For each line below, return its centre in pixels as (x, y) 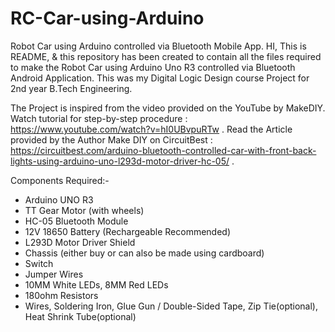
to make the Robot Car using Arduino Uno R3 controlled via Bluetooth (153, 67)
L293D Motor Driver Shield (80, 242)
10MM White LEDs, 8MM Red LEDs (96, 284)
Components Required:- (60, 180)
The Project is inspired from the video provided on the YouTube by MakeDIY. (168, 108)
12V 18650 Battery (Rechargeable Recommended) (128, 231)
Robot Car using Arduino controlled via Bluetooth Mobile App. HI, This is (158, 46)
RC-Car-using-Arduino (107, 18)
